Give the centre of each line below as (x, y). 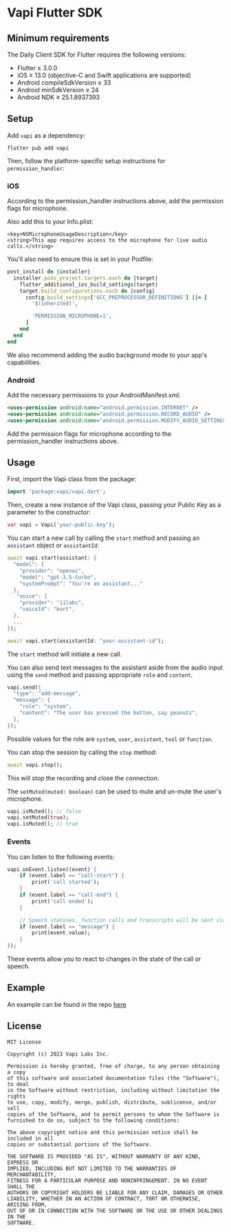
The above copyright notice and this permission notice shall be (102, 1132)
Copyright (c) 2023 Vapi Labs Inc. (58, 1054)
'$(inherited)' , (55, 304)
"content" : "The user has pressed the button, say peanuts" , (109, 713)
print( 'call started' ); (66, 882)
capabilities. (24, 362)
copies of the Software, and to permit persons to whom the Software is (113, 1114)
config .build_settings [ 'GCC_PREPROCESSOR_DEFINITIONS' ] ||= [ (116, 297)
